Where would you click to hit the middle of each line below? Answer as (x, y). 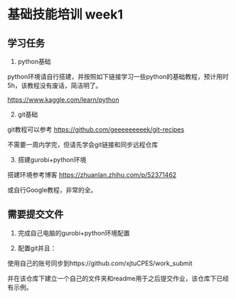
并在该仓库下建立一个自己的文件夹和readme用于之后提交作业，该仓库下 (112, 278)
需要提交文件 (36, 214)
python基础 (34, 62)
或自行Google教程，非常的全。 (52, 190)
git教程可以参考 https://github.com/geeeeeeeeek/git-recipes (96, 129)
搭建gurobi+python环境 (52, 160)
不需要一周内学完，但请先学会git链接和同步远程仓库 (83, 144)
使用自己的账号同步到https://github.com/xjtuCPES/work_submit (100, 263)
